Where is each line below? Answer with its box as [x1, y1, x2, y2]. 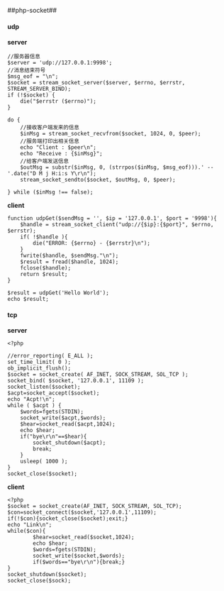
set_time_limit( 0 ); [7, 358, 72, 366]
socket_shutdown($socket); [7, 571, 87, 578]
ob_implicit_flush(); [7, 365, 72, 372]
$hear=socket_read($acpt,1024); [20, 421, 116, 428]
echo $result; [7, 296, 50, 303]
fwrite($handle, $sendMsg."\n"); [20, 252, 119, 260]
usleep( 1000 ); [20, 458, 69, 465]
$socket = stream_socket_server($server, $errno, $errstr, [7, 79, 186, 87]
